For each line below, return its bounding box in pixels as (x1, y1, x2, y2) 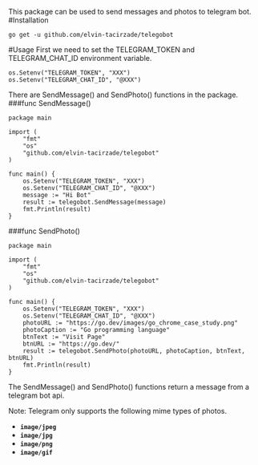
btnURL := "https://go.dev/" (22, 340, 120, 348)
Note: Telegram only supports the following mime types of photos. (8, 406, 228, 415)
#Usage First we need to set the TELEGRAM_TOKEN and (8, 45, 195, 55)
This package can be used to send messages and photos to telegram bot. (8, 7, 252, 16)
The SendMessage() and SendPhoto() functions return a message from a (8, 382, 250, 391)
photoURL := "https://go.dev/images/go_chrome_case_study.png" (22, 319, 239, 327)
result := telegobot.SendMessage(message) (22, 198, 167, 206)
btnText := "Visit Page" (22, 333, 106, 341)
